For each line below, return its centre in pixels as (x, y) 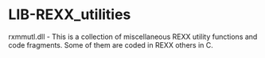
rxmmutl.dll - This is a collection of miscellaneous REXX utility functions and (133, 37)
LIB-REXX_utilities (70, 15)
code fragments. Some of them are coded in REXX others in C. (111, 44)
